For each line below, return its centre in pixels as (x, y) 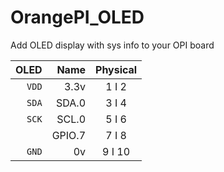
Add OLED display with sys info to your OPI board (112, 45)
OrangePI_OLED (77, 17)
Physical (116, 69)
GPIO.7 (69, 135)
